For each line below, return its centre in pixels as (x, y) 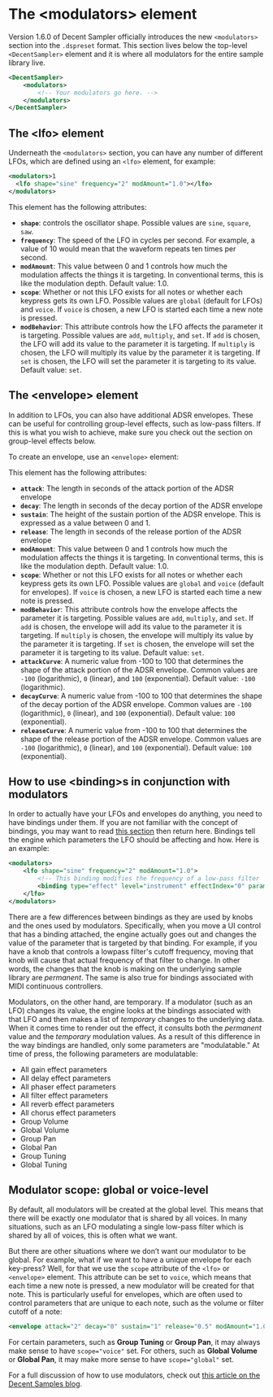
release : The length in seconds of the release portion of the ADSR (131, 531)
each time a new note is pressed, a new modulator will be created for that (131, 1286)
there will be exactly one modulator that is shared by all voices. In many (128, 1218)
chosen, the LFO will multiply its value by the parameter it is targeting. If (140, 352)
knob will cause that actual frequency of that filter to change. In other (124, 960)
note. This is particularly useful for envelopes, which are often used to (126, 1294)
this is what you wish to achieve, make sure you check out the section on (131, 432)
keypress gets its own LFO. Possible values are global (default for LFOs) (141, 300)
